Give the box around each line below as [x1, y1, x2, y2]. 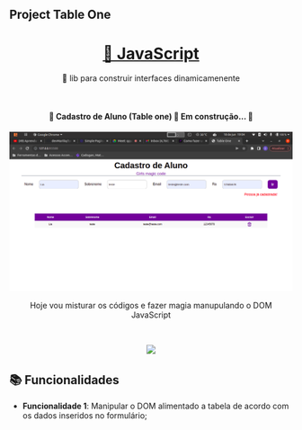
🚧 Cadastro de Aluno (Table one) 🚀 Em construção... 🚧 [49, 111, 253, 121]
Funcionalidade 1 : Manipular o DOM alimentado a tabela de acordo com [22, 400, 289, 412]
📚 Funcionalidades [9, 372, 120, 388]
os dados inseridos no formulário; [22, 410, 148, 421]
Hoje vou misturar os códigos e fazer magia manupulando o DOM [30, 300, 272, 310]
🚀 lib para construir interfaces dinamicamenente [61, 73, 241, 84]
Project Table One [9, 7, 111, 22]
